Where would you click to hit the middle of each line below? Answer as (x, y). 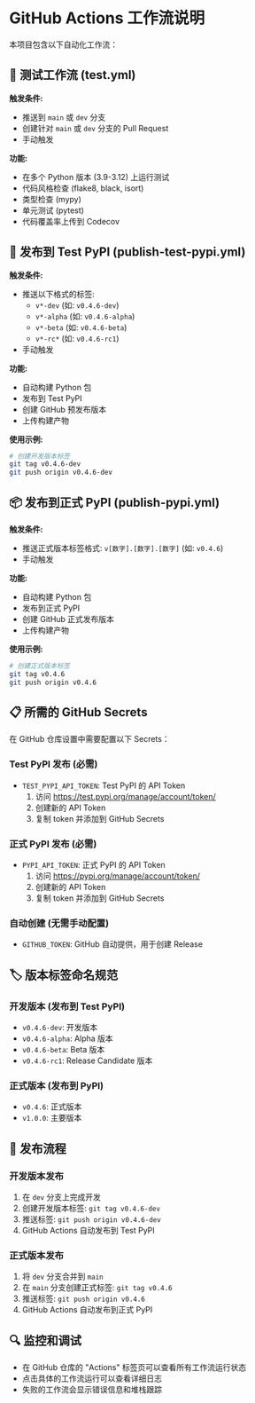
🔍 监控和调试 (46, 1340)
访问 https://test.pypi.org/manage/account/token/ (126, 796)
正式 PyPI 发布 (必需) (53, 844)
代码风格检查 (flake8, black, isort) (83, 188)
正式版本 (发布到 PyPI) (57, 1085)
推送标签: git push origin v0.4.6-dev (91, 1219)
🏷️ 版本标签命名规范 (64, 975)
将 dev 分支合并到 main (62, 1277)
